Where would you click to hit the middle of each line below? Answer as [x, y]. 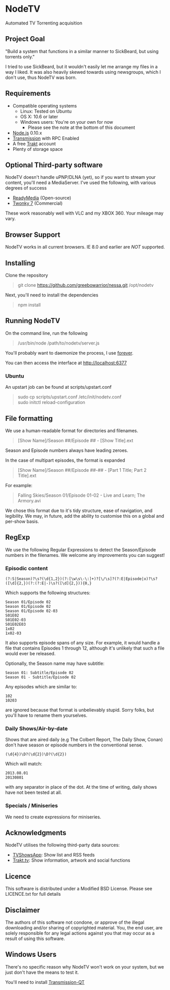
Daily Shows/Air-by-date [37, 728]
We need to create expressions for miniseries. [53, 817]
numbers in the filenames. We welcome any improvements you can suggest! [85, 555]
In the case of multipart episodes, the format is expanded [65, 460]
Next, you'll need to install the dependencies [52, 295]
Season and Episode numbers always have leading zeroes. [67, 450]
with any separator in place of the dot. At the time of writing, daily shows [81, 787]
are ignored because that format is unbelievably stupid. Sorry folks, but [80, 710]
